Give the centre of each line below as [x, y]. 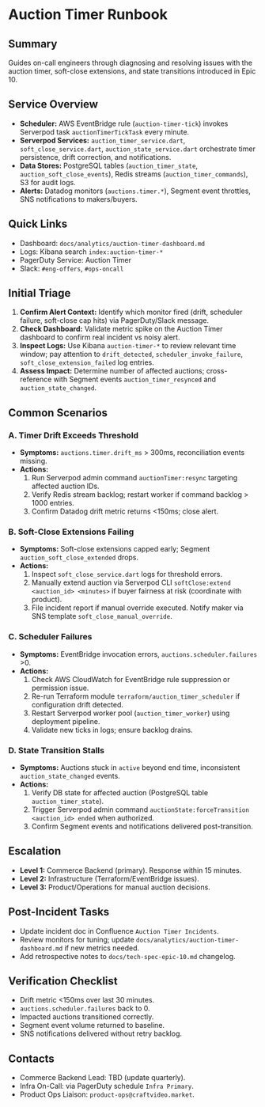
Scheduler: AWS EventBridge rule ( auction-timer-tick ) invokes [124, 123]
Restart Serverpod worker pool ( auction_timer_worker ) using [131, 713]
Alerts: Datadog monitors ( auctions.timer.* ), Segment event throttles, [135, 191]
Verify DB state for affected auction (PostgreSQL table [119, 793]
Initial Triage [40, 293]
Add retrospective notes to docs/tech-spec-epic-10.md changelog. [127, 956]
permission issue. [60, 688]
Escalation [35, 851]
